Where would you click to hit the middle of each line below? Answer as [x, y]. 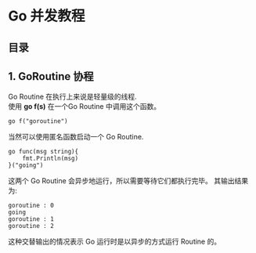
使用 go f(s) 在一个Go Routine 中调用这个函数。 [85, 107]
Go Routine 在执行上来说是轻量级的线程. [72, 97]
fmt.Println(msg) [50, 159]
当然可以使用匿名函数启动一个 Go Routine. [76, 137]
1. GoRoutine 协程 [51, 76]
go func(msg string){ [43, 152]
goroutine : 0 [31, 206]
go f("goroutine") [38, 121]
